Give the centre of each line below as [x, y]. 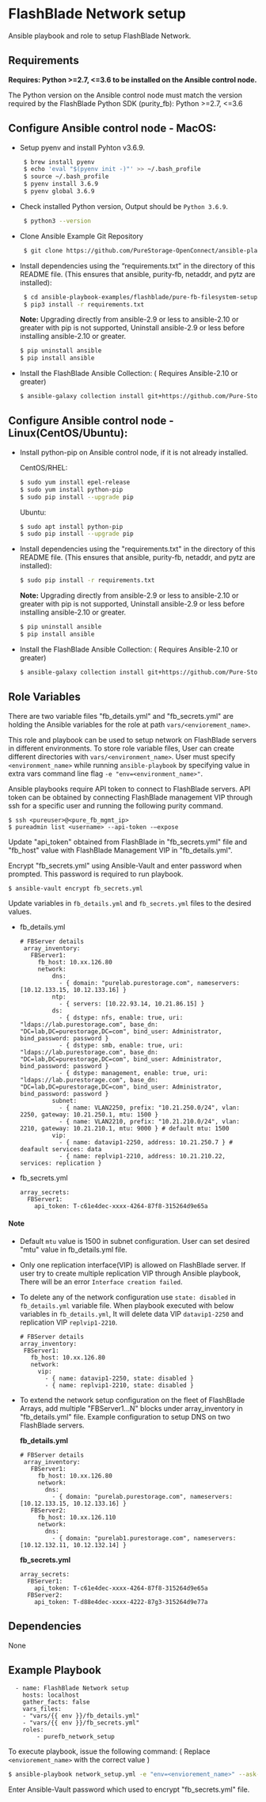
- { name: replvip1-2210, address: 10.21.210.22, [142, 1156]
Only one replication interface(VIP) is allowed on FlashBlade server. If [133, 1264]
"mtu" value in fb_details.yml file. [74, 1249]
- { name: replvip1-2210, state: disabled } [119, 1385]
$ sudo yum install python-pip [71, 489]
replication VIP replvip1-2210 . [68, 1322]
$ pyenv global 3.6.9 [59, 192]
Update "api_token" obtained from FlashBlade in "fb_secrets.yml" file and [128, 842]
